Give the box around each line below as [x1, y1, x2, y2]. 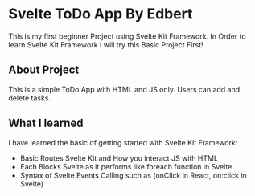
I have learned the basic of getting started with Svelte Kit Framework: [8, 137, 238, 147]
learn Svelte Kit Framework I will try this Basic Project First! [8, 39, 204, 49]
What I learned [8, 116, 84, 130]
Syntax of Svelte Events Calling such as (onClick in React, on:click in [19, 170, 247, 180]
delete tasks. [8, 93, 51, 103]
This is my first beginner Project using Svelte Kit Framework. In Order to [8, 31, 247, 41]
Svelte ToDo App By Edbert [8, 5, 193, 23]
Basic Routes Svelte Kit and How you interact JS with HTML [19, 153, 219, 163]
